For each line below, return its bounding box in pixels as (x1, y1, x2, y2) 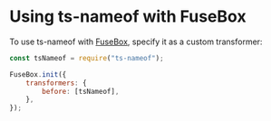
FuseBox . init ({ (9, 70, 67, 79)
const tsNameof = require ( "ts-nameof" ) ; (9, 53, 165, 62)
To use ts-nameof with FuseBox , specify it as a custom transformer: (9, 36, 263, 47)
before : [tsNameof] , (42, 87, 120, 96)
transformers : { (25, 79, 88, 88)
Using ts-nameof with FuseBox (9, 6, 247, 27)
